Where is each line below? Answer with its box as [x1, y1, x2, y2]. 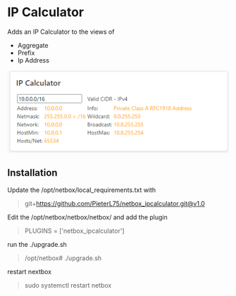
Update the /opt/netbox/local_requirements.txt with [7, 186, 156, 194]
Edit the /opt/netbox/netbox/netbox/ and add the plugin [7, 212, 168, 221]
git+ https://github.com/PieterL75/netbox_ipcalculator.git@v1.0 [24, 199, 206, 207]
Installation [7, 167, 58, 179]
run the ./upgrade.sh [7, 240, 67, 248]
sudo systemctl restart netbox [24, 281, 112, 289]
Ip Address [17, 56, 49, 64]
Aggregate [17, 41, 49, 49]
